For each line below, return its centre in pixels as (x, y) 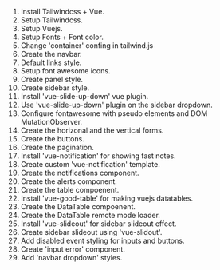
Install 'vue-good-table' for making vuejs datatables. (107, 198)
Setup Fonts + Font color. (62, 37)
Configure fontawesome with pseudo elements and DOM (114, 113)
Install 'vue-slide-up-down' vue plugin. (84, 96)
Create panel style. (51, 79)
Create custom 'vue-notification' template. (90, 164)
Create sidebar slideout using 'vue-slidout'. (91, 232)
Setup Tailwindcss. (51, 20)
